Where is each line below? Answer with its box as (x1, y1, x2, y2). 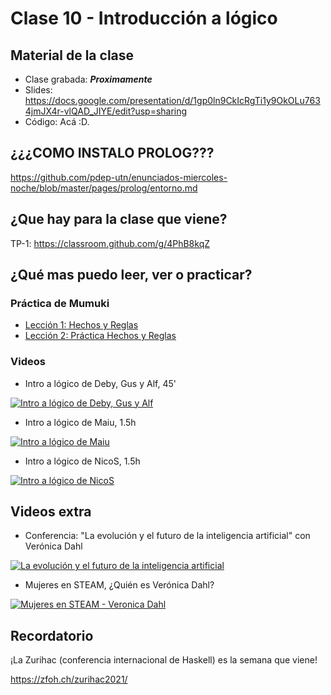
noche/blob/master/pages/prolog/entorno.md (10, 182, 198, 194)
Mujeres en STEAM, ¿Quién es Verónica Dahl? (24, 579, 215, 591)
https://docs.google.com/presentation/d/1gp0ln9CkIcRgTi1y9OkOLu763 (24, 95, 321, 106)
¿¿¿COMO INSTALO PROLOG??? (10, 145, 215, 162)
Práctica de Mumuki (10, 296, 110, 310)
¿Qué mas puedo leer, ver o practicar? (10, 267, 253, 284)
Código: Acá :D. (24, 116, 90, 127)
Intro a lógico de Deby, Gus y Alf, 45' (24, 377, 177, 389)
